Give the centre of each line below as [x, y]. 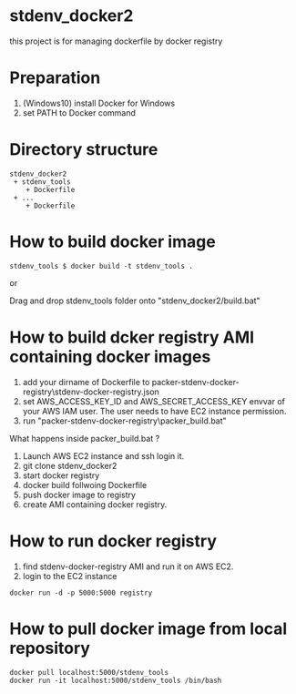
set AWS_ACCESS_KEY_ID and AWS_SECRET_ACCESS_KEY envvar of [153, 401]
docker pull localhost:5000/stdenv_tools [89, 672]
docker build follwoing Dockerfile [85, 485]
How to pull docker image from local [148, 628]
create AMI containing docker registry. [95, 504]
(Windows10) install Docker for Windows [99, 103]
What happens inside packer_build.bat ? [85, 438]
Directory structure [84, 150]
